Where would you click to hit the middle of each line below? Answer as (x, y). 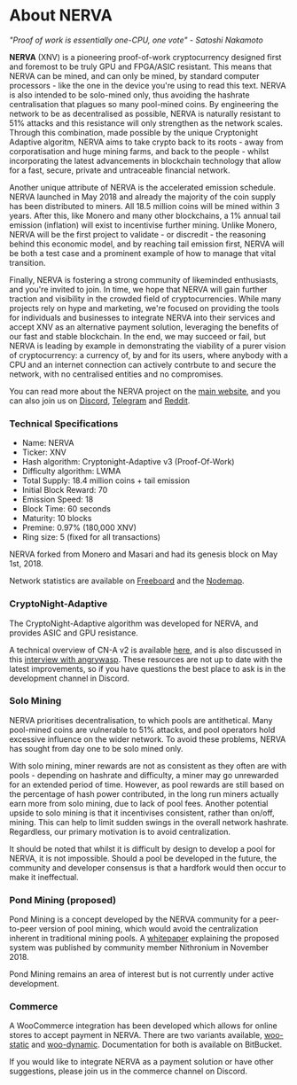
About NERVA (61, 16)
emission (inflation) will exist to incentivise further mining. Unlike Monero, (143, 225)
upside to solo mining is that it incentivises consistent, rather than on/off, (142, 813)
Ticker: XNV (44, 452)
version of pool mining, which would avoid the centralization (148, 929)
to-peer (23, 929)
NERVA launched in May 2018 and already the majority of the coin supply (143, 197)
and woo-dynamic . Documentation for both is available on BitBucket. (156, 1045)
